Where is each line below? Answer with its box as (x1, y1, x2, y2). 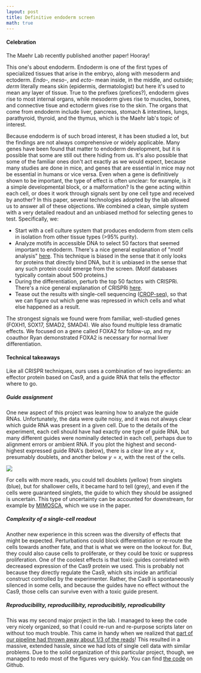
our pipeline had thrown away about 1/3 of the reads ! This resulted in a (6, 636, 181, 643)
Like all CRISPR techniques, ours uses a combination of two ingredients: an (6, 367, 191, 375)
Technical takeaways (6, 354, 60, 361)
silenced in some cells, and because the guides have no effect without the (6, 581, 190, 589)
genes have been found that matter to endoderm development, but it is (6, 145, 181, 152)
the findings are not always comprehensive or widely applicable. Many (6, 138, 181, 146)
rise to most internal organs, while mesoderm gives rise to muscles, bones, (6, 95, 191, 102)
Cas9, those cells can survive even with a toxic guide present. (6, 588, 159, 595)
